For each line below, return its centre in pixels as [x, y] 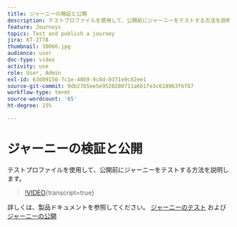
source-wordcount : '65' [42, 99]
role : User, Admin [34, 73]
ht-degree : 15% [30, 106]
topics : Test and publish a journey [61, 33]
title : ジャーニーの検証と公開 [47, 14]
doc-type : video [31, 60]
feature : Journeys [34, 27]
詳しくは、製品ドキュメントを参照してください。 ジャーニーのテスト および [117, 207]
